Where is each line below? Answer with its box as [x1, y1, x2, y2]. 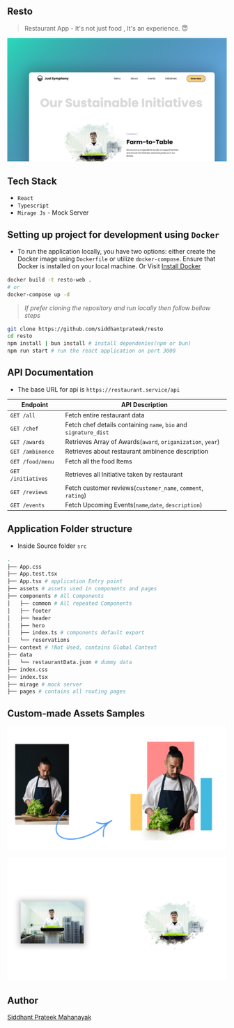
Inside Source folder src [17, 542, 87, 550]
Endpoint [21, 401, 49, 409]
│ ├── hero [7, 622, 45, 629]
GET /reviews [10, 489, 48, 496]
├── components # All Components [7, 592, 104, 600]
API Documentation [7, 367, 94, 378]
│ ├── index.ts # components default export [7, 629, 145, 636]
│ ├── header [7, 615, 52, 622]
